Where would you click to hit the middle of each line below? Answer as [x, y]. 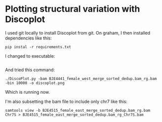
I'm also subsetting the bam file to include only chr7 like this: [66, 102]
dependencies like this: [28, 38]
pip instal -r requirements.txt [38, 47]
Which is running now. [27, 92]
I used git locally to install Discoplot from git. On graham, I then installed [78, 33]
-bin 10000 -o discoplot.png [35, 83]
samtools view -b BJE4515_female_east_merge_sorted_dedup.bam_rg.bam [78, 110]
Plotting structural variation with [73, 9]
